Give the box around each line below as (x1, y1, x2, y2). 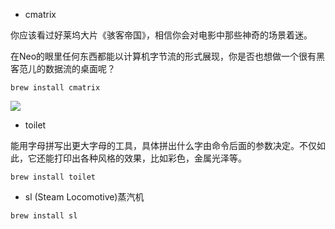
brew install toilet (10, 172, 97, 182)
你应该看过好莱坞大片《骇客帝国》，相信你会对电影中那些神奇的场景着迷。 (10, 29, 313, 41)
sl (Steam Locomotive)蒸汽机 (24, 191, 145, 203)
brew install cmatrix (10, 83, 101, 93)
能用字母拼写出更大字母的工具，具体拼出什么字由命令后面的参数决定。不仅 (10, 140, 317, 151)
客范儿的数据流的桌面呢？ (10, 63, 116, 74)
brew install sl (10, 211, 78, 221)
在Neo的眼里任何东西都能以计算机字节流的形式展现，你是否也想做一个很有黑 (10, 50, 326, 62)
